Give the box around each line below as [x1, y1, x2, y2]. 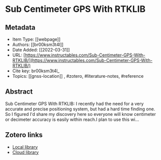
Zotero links [5, 131, 43, 139]
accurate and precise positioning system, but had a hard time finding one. [5, 106, 156, 112]
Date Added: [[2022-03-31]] [12, 47, 70, 53]
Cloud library [12, 149, 39, 155]
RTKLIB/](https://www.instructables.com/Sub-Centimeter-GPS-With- [12, 57, 153, 63]
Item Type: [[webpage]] [12, 36, 61, 42]
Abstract [5, 88, 33, 96]
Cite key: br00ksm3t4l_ [12, 68, 60, 74]
